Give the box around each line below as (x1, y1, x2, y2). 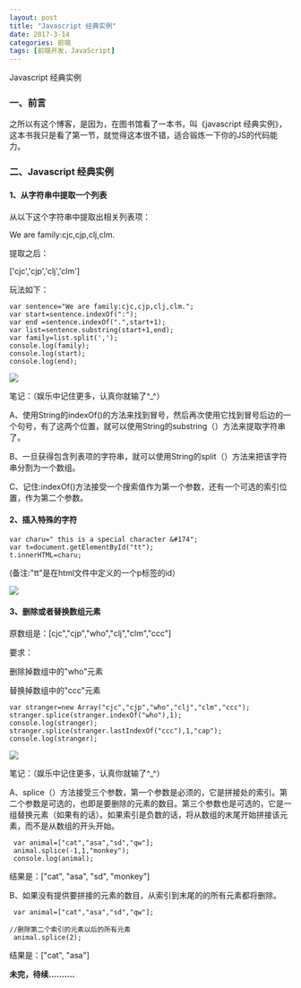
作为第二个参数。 (24, 492, 88, 503)
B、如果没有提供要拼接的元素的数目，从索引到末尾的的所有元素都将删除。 (9, 889, 282, 900)
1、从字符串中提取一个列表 (9, 189, 107, 200)
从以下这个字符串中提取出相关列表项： (9, 211, 150, 222)
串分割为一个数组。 (9, 462, 81, 473)
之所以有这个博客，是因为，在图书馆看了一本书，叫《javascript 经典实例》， (9, 118, 287, 130)
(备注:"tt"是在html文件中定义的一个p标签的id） (9, 567, 181, 578)
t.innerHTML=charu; (9, 550, 82, 560)
